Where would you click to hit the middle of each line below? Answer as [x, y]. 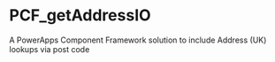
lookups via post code [50, 49]
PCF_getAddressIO [80, 15]
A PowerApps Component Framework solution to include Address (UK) [138, 40]
